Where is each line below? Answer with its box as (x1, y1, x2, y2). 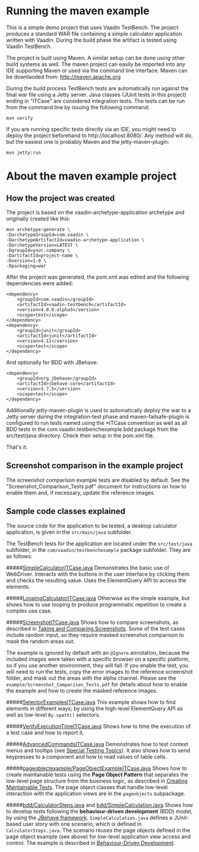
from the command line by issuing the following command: (6, 103, 150, 111)
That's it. (6, 443, 28, 450)
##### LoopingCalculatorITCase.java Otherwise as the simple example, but (6, 594, 190, 601)
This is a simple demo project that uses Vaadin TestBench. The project (6, 24, 179, 31)
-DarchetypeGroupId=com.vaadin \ (6, 232, 89, 238)
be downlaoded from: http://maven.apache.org (6, 73, 121, 80)
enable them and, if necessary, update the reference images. (6, 489, 156, 496)
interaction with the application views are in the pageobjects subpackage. (6, 790, 186, 797)
